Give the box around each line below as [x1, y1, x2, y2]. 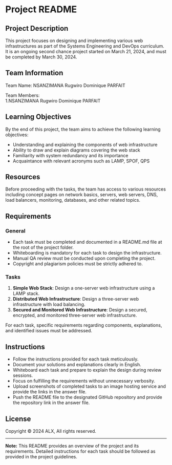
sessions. [12, 372, 33, 378]
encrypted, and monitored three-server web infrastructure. [12, 312, 137, 319]
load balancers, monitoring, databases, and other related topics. [5, 197, 141, 203]
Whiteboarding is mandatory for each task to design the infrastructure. [12, 250, 162, 256]
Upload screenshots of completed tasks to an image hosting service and [12, 383, 166, 390]
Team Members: [5, 92, 40, 98]
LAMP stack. [12, 290, 40, 297]
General [5, 227, 26, 234]
